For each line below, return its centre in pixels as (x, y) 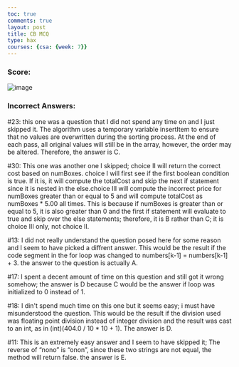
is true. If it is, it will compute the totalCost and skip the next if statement (113, 181)
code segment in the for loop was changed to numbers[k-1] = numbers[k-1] (118, 255)
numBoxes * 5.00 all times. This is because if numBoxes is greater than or (115, 203)
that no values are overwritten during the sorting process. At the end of (112, 137)
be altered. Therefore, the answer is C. (64, 152)
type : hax (22, 41)
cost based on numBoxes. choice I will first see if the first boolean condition (118, 173)
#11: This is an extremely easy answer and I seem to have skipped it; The (114, 342)
